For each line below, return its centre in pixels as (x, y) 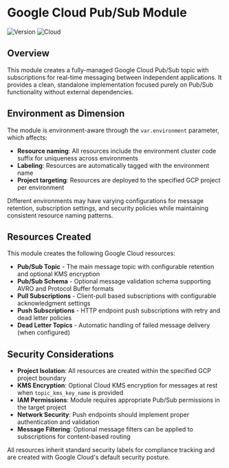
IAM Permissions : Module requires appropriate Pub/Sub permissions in (118, 400)
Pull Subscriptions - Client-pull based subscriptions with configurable (117, 296)
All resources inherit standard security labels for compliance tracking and (111, 450)
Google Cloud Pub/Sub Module (97, 13)
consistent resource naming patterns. (60, 215)
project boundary (42, 378)
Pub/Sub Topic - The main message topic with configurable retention (116, 267)
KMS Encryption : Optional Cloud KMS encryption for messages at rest (117, 385)
